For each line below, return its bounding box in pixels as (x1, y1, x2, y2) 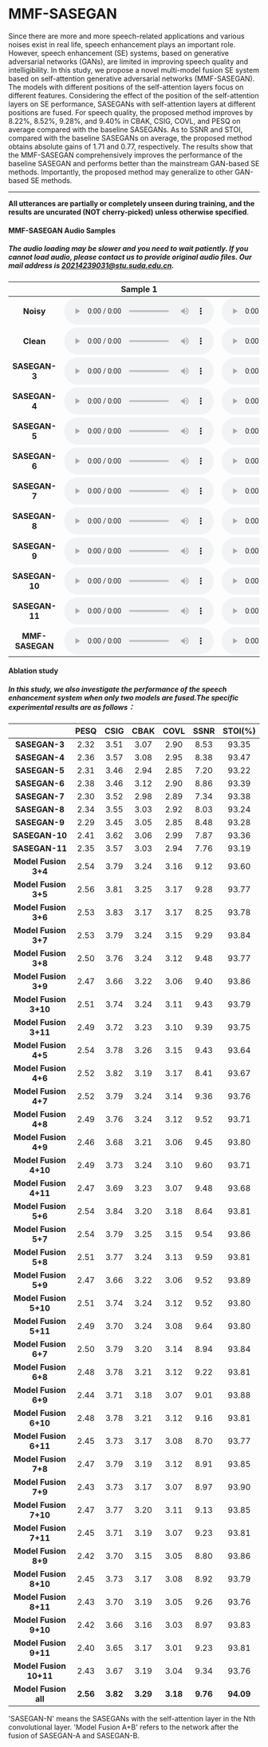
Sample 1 (120, 283, 158, 294)
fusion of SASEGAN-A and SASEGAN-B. (8, 1731, 140, 1741)
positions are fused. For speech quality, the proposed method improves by (8, 107, 254, 117)
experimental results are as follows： (8, 702, 136, 712)
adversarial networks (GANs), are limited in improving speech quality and (8, 57, 249, 66)
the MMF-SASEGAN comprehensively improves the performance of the (8, 150, 243, 160)
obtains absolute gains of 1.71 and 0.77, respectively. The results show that (8, 142, 254, 151)
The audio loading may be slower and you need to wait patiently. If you (8, 244, 249, 253)
